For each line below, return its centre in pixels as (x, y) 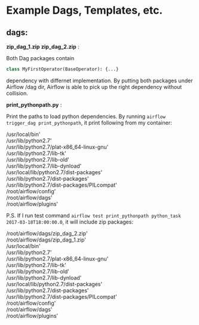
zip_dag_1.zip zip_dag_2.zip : (43, 47)
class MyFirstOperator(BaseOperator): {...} (62, 69)
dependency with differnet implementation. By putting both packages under (99, 81)
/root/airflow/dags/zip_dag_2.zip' (47, 233)
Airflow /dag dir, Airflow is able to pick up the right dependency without (94, 86)
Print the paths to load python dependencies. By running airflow (86, 116)
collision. (17, 93)
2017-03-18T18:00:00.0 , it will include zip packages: (70, 222)
